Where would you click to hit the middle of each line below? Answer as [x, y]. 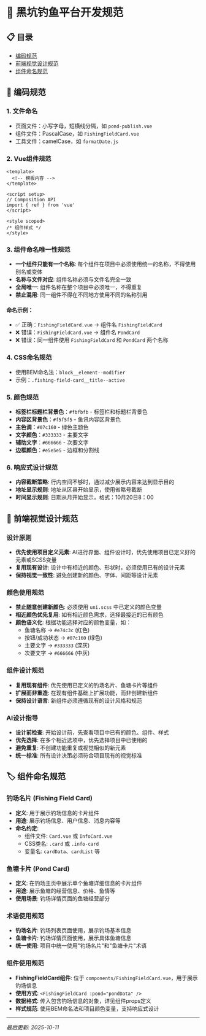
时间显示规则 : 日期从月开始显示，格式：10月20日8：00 [84, 497]
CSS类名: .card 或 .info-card [62, 843]
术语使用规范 [25, 916]
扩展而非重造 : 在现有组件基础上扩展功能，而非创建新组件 [86, 693]
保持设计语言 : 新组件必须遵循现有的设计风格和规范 [78, 700]
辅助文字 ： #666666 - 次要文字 [52, 443]
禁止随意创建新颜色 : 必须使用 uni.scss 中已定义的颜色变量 [88, 607]
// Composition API [31, 199]
